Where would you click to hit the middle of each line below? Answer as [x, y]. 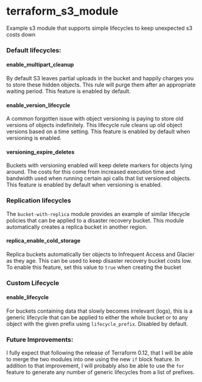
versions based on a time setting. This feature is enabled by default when [98, 131]
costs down [21, 34]
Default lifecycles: [34, 50]
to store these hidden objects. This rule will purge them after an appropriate [101, 85]
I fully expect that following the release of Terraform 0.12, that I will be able [100, 353]
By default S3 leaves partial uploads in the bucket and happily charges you [100, 78]
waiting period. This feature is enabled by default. [68, 91]
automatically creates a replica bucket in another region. [77, 227]
